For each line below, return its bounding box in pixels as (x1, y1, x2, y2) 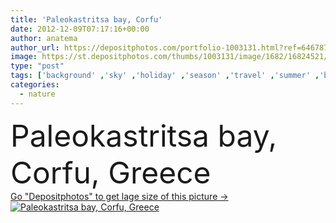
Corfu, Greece (10, 153, 212, 191)
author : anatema (10, 33, 78, 43)
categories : (10, 80, 60, 90)
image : (10, 52, 38, 62)
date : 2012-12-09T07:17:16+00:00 (10, 24, 150, 34)
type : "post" (10, 61, 65, 71)
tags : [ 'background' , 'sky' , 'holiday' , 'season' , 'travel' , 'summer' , (10, 71, 320, 81)
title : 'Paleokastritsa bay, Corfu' (10, 14, 163, 25)
